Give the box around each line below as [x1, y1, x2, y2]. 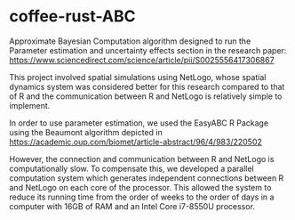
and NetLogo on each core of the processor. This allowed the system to [9, 182, 272, 192]
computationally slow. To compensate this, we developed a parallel [9, 163, 255, 174]
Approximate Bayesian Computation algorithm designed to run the [9, 36, 251, 46]
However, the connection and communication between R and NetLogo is [9, 153, 275, 164]
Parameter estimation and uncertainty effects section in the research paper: [9, 45, 287, 55]
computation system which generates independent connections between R [9, 172, 284, 183]
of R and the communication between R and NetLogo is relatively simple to [9, 91, 283, 102]
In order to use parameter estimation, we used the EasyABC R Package [9, 118, 269, 128]
